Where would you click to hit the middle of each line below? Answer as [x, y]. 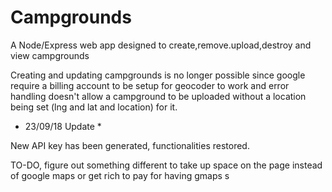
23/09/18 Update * [63, 126]
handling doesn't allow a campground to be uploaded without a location [158, 96]
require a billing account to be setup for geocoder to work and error [150, 85]
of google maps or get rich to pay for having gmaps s [120, 175]
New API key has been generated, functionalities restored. [130, 145]
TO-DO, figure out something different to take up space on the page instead [166, 165]
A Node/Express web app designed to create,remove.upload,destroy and [161, 45]
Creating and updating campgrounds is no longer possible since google [158, 75]
